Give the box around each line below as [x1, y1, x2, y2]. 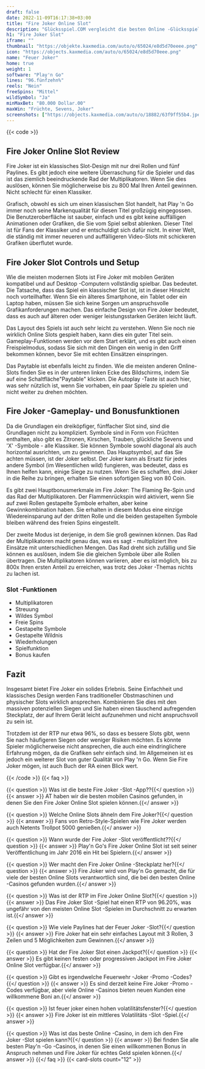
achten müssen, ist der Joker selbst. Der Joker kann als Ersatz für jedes [6, 455, 187, 462]
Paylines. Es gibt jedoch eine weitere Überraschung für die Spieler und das [6, 169, 195, 177]
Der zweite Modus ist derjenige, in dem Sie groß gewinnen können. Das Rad [6, 531, 198, 538]
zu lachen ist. [6, 569, 40, 577]
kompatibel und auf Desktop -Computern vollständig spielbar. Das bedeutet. [6, 280, 198, 287]
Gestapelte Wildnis [15, 632, 63, 639]
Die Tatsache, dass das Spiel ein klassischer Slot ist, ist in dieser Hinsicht [6, 286, 190, 294]
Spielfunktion [15, 645, 49, 652]
